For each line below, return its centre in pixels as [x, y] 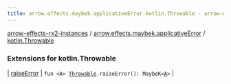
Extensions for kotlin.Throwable [62, 58]
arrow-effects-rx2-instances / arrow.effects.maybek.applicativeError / [106, 33]
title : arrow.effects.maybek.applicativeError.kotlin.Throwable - [104, 13]
